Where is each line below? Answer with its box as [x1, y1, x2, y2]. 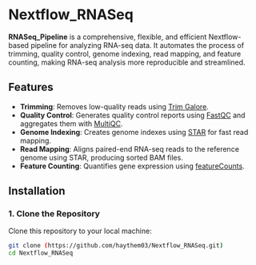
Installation [8, 184, 66, 198]
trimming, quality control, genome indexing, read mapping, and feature [8, 49, 242, 58]
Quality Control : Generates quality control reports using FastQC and [19, 110, 246, 120]
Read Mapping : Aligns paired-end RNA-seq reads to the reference [19, 144, 240, 153]
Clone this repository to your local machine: [8, 226, 152, 236]
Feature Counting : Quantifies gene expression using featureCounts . [19, 161, 246, 171]
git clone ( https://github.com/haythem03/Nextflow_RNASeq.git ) [8, 242, 224, 250]
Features [8, 81, 54, 94]
